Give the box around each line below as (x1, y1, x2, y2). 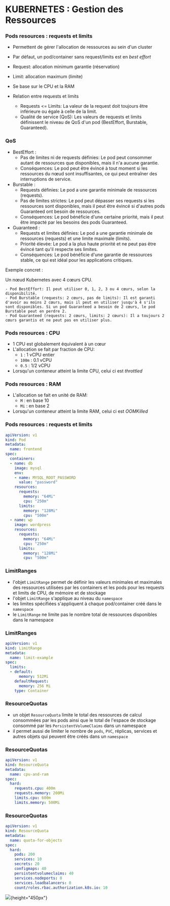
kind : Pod (5, 437, 26, 443)
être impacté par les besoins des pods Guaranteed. (20, 219, 128, 225)
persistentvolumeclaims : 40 (14, 870, 74, 876)
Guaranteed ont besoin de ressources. (20, 208, 101, 214)
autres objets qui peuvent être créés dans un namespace (12, 733, 128, 739)
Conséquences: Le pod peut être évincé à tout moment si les (20, 165, 148, 171)
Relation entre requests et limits (12, 93, 79, 100)
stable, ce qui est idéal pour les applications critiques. (20, 257, 133, 263)
